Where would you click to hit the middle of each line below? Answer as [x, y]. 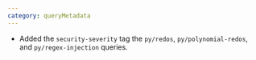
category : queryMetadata [49, 16]
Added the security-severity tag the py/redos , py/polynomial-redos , [134, 38]
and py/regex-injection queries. [73, 47]
